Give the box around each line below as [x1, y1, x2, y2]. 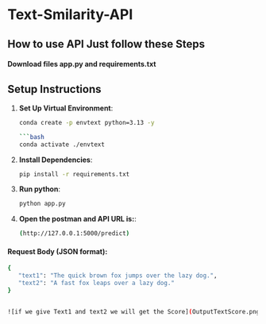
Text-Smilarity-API [7, 6, 133, 24]
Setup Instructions [7, 82, 102, 96]
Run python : [18, 184, 61, 194]
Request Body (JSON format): [7, 246, 108, 256]
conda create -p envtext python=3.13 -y [18, 118, 155, 126]
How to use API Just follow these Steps [7, 37, 206, 51]
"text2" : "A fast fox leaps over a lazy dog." [17, 280, 175, 287]
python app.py [18, 200, 66, 208]
